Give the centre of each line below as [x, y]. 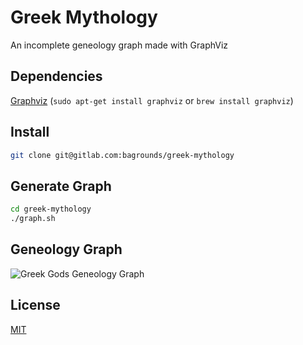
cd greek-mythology [51, 209]
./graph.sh [33, 219]
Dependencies [56, 76]
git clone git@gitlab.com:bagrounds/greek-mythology [122, 155]
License [35, 305]
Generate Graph [61, 186]
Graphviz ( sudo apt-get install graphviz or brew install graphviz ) [152, 100]
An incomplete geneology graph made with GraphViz [119, 45]
